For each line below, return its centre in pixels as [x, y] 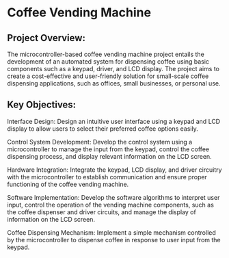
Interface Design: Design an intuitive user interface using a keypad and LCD [114, 121]
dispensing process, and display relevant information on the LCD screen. [109, 156]
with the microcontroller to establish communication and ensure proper [107, 177]
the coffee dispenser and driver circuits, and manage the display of [102, 212]
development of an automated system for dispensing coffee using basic [108, 62]
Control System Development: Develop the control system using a [100, 142]
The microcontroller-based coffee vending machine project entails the [106, 54]
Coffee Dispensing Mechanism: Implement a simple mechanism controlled [112, 232]
